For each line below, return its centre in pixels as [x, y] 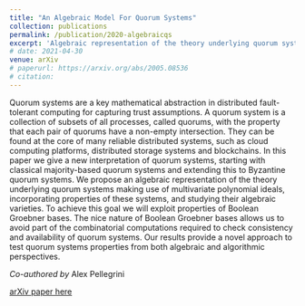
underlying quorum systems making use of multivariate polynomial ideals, [148, 189]
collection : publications [58, 26]
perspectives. [35, 256]
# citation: [32, 77]
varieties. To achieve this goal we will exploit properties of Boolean [134, 208]
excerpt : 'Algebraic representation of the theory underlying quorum [144, 43]
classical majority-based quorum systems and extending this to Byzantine [148, 169]
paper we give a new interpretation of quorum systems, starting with [138, 160]
